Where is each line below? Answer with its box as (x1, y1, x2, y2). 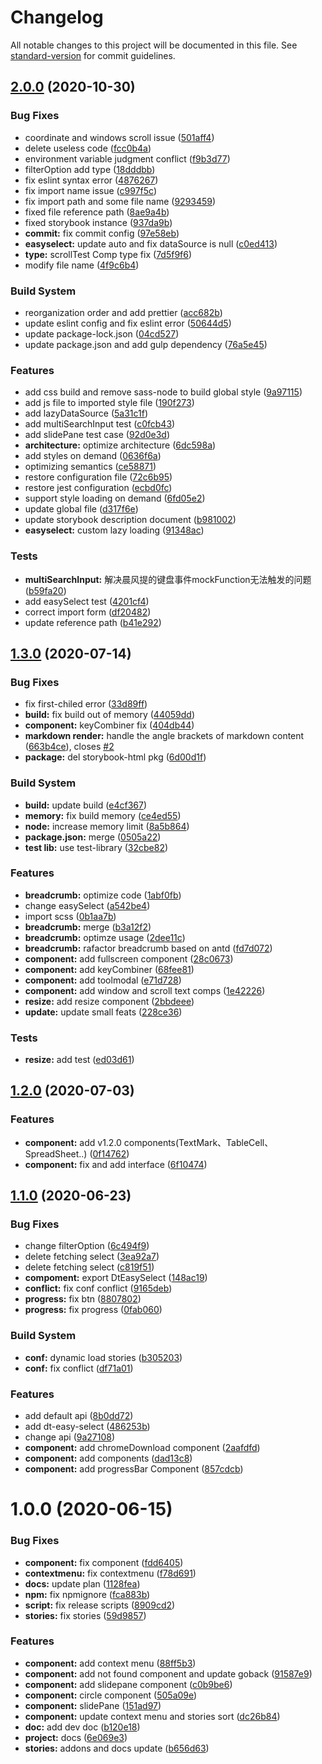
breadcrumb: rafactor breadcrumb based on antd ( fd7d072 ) (24, 942, 273, 954)
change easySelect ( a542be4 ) (24, 899, 151, 911)
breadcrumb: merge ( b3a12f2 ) (24, 921, 152, 933)
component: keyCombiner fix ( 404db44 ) (24, 719, 195, 731)
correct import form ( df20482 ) (24, 606, 152, 618)
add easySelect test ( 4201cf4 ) (24, 595, 150, 607)
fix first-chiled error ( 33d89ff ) (24, 698, 148, 710)
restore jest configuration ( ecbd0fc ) (24, 482, 173, 494)
